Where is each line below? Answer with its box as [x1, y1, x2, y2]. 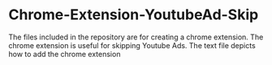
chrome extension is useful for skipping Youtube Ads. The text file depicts [8, 40, 256, 50]
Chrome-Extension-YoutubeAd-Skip [8, 6, 259, 24]
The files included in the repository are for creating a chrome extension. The [8, 32, 264, 42]
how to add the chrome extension [8, 49, 121, 59]
